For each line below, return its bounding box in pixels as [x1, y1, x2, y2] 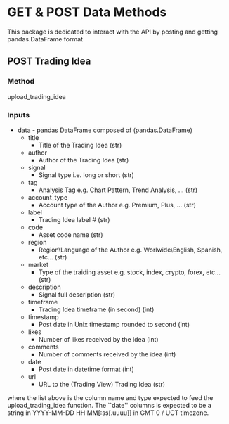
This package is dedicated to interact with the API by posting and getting [7, 27, 218, 36]
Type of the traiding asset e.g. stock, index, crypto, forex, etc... [38, 268, 221, 276]
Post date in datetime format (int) [38, 365, 135, 373]
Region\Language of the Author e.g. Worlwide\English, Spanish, [38, 245, 223, 254]
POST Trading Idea [7, 56, 91, 68]
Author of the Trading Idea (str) [38, 155, 129, 164]
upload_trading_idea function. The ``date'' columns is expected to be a [7, 401, 212, 409]
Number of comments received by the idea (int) [38, 349, 176, 359]
